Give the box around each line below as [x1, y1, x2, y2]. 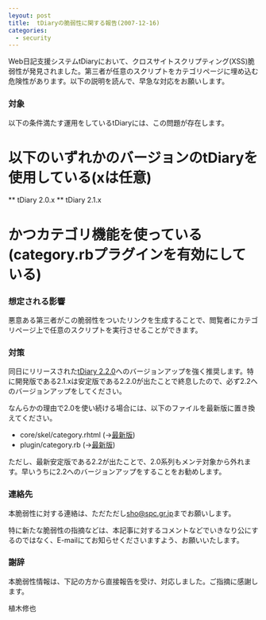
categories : [8, 26, 48, 34]
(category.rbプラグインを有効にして [8, 246, 246, 263]
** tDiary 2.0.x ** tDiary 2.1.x [8, 196, 102, 205]
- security [15, 33, 52, 42]
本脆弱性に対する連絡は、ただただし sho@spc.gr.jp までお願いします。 [8, 508, 236, 517]
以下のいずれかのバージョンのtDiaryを [8, 149, 258, 167]
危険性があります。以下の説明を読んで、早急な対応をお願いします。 [8, 76, 229, 86]
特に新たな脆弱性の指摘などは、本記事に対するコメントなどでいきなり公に [8, 525, 252, 535]
